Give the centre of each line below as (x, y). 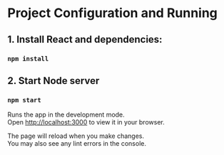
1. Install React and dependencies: (85, 39)
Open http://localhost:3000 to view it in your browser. (86, 122)
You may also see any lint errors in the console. (77, 144)
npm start (24, 100)
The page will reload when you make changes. (76, 136)
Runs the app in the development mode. (66, 114)
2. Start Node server (54, 81)
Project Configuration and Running (112, 13)
